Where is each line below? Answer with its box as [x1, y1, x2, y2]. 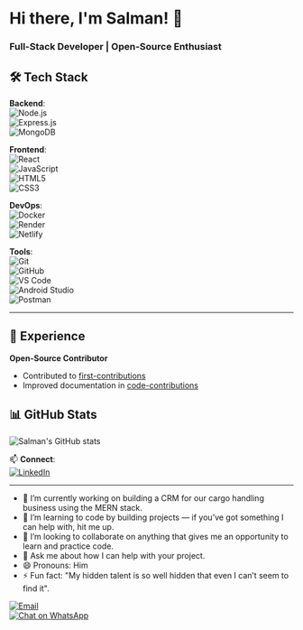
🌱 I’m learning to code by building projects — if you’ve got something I [22, 512, 284, 523]
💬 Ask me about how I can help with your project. [22, 550, 206, 561]
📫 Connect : [9, 453, 56, 464]
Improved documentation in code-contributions [22, 379, 198, 391]
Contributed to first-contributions [22, 370, 146, 381]
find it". [22, 582, 50, 594]
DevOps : [9, 199, 43, 210]
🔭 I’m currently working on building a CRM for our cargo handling [22, 492, 264, 504]
